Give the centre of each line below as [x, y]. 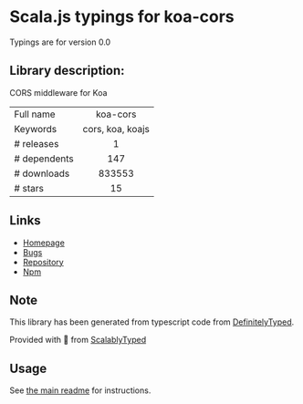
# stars [29, 188]
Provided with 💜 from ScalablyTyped [78, 340]
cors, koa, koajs [116, 129]
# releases [37, 143]
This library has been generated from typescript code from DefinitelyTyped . [152, 322]
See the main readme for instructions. [80, 390]
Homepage [44, 243]
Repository [43, 262]
